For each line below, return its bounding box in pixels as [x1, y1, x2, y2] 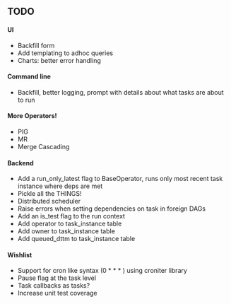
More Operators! [7, 112, 58, 120]
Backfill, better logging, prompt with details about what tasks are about [17, 88, 224, 96]
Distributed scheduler [17, 197, 81, 206]
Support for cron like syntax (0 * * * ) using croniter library [17, 267, 187, 275]
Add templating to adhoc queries [17, 49, 114, 57]
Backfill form [17, 41, 55, 49]
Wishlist [7, 250, 32, 259]
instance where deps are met [17, 182, 103, 190]
